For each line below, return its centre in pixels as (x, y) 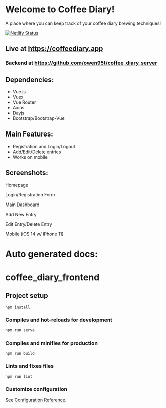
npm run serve (20, 330)
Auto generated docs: (52, 254)
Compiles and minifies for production (51, 343)
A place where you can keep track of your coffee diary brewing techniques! (83, 23)
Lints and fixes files (30, 366)
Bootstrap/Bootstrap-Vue (38, 118)
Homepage (17, 185)
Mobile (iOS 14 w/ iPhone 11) (34, 234)
